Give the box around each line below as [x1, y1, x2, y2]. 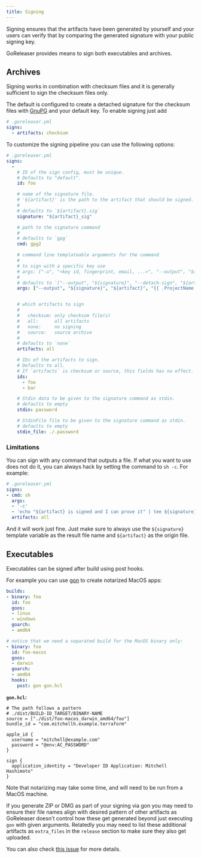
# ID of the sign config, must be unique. [17, 169, 124, 175]
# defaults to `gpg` [17, 235, 68, 242]
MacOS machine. [6, 790, 49, 797]
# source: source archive [17, 329, 93, 335]
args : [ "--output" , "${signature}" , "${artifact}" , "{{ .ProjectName [17, 286, 194, 292]
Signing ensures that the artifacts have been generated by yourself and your [6, 25, 194, 32]
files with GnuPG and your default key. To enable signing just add [6, 107, 167, 115]
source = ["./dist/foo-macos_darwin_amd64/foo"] [6, 715, 130, 722]
